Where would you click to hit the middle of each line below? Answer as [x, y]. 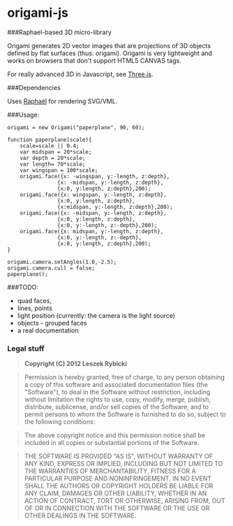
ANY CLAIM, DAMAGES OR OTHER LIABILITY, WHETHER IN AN [115, 493]
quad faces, [35, 300]
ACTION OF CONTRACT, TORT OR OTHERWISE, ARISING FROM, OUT [125, 501]
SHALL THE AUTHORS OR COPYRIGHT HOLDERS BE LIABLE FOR [119, 486]
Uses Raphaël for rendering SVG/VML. [62, 101]
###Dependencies [34, 87]
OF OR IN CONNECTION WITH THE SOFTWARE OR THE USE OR [117, 509]
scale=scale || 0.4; [50, 146]
